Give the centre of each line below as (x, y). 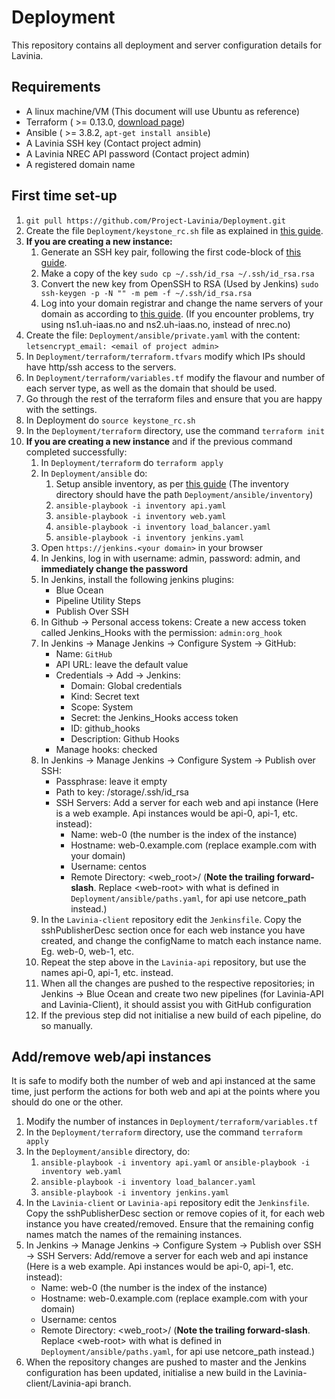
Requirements (56, 87)
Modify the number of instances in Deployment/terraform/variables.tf (172, 1122)
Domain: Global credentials (126, 685)
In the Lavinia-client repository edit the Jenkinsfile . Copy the (171, 919)
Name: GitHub (84, 653)
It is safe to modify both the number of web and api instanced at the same (163, 1081)
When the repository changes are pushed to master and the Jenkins (166, 1362)
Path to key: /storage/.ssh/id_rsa (122, 792)
